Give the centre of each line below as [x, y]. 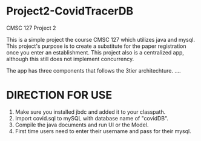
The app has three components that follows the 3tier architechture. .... [94, 70]
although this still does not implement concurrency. [70, 59]
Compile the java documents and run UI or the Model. [82, 125]
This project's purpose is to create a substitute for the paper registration [96, 46]
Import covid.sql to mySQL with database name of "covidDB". [91, 118]
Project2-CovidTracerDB [70, 11]
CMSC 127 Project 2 [31, 28]
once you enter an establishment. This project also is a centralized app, [95, 52]
